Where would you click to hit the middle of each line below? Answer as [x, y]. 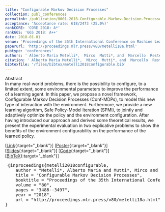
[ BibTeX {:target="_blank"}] [32, 156]
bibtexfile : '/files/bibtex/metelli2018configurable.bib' [66, 64]
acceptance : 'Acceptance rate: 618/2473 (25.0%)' [57, 23]
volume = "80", [34, 185]
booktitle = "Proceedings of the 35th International [80, 180]
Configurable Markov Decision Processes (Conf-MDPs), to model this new [80, 99]
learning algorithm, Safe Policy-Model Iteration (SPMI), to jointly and [74, 110]
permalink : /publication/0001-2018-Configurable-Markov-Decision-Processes [84, 19]
